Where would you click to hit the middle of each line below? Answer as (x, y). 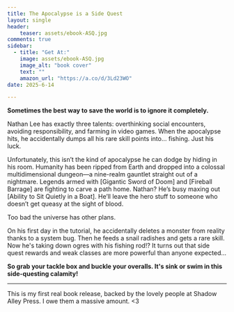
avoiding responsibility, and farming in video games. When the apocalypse (114, 131)
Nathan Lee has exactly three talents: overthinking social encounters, (107, 124)
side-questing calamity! (43, 274)
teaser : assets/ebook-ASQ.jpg (64, 33)
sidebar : (20, 46)
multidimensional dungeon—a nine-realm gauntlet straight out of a (103, 174)
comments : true (29, 40)
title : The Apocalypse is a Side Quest (65, 14)
